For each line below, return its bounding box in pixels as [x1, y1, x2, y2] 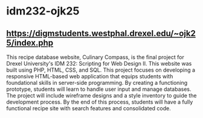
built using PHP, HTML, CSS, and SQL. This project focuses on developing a [6, 66, 195, 73]
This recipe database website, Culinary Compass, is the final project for [6, 54, 184, 61]
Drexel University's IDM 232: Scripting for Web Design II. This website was [6, 60, 192, 67]
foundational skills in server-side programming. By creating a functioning [6, 79, 188, 86]
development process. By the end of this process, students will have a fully [6, 98, 193, 105]
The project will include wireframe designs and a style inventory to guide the [6, 92, 197, 99]
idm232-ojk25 [6, 4, 80, 18]
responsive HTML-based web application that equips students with [6, 73, 173, 79]
